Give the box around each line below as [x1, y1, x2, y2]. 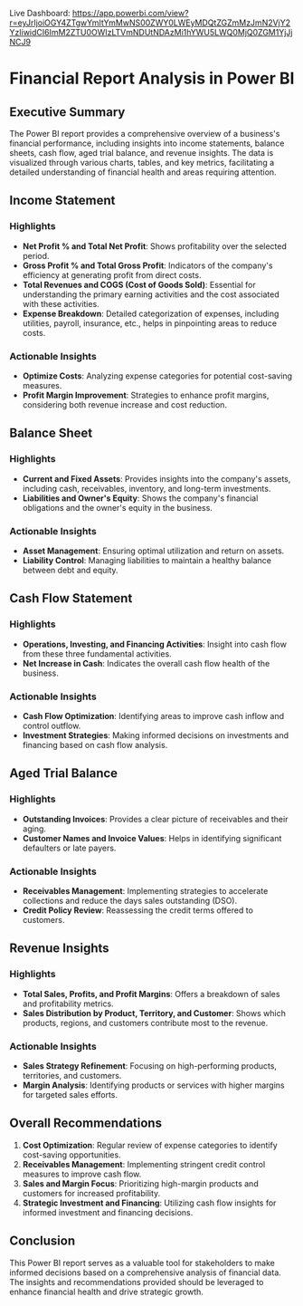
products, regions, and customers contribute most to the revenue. [22, 1017, 269, 1028]
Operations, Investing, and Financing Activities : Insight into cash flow [22, 639, 288, 649]
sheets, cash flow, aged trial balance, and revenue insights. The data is [9, 148, 274, 158]
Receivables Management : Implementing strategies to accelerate [22, 885, 269, 896]
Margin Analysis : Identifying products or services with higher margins [22, 1080, 285, 1090]
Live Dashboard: [9, 8, 71, 18]
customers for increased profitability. [22, 1187, 161, 1198]
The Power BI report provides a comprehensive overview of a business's [9, 129, 280, 139]
